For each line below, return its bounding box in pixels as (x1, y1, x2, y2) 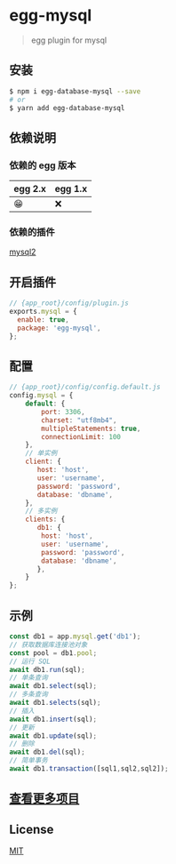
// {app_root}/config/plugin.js (9, 299, 129, 308)
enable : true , (17, 315, 69, 324)
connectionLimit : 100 (41, 432, 122, 441)
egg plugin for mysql (30, 35, 108, 45)
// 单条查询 (9, 673, 49, 683)
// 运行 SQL (9, 657, 51, 666)
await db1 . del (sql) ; (9, 748, 86, 756)
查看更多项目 (9, 791, 80, 806)
